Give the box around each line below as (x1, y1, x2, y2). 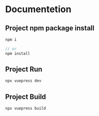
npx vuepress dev (5, 79, 42, 84)
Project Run (5, 65, 43, 74)
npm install (5, 51, 30, 56)
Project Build (5, 92, 46, 101)
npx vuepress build (5, 106, 46, 111)
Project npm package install (5, 24, 94, 32)
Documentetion (5, 4, 72, 15)
